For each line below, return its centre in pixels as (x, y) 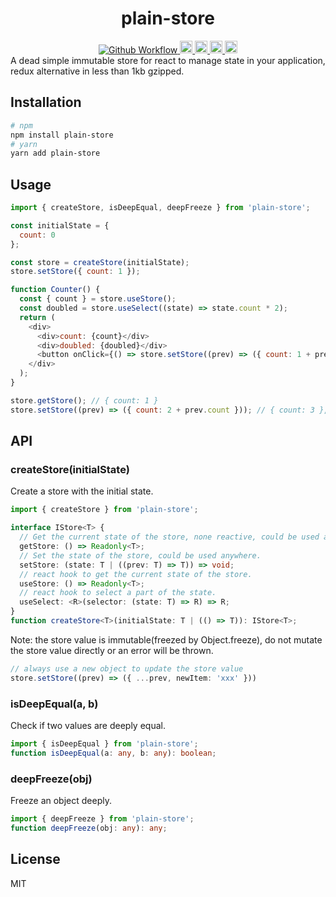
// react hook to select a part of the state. (118, 593)
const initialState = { (60, 225)
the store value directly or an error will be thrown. (112, 650)
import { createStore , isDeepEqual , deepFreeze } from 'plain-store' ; (160, 208)
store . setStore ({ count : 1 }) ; (75, 272)
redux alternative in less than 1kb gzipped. (97, 71)
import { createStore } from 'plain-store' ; (104, 510)
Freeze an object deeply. (61, 800)
